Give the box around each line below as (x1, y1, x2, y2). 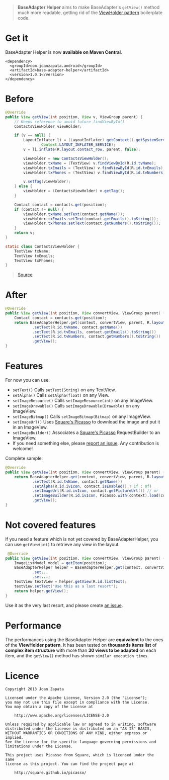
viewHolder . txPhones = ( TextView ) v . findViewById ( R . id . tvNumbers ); (23, 170, 167, 175)
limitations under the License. (5, 744, 73, 749)
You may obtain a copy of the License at (5, 704, 94, 710)
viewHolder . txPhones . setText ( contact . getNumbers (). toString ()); (23, 221, 161, 226)
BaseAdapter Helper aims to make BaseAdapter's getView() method (17, 5, 160, 10)
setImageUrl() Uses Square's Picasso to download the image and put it (12, 419, 160, 424)
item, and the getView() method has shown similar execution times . (5, 652, 149, 658)
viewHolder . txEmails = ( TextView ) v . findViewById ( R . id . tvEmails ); (23, 165, 165, 170)
